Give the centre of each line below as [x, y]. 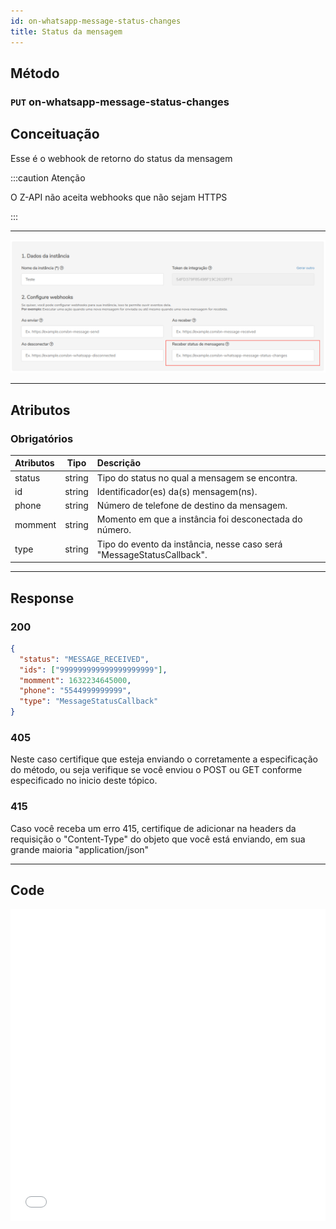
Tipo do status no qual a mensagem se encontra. [197, 477]
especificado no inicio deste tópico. [84, 781]
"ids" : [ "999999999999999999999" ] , [93, 670]
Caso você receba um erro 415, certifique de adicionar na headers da [153, 828]
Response [42, 598]
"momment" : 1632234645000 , [75, 680]
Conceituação [55, 134]
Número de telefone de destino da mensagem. [192, 506]
